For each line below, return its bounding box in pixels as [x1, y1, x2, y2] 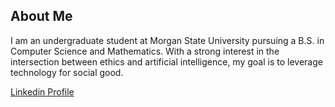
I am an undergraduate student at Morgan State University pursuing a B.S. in [10, 34, 325, 46]
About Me [10, 8, 73, 25]
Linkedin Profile [10, 85, 75, 98]
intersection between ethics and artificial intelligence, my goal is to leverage [10, 55, 323, 68]
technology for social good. [10, 66, 124, 78]
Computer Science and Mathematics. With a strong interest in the [10, 45, 280, 57]
